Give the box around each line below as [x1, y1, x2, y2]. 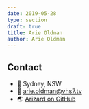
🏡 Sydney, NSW [16, 79, 62, 88]
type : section [7, 17, 48, 23]
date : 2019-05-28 [7, 10, 57, 17]
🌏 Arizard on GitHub [16, 95, 76, 103]
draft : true [7, 23, 41, 30]
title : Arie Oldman [7, 29, 63, 37]
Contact [7, 61, 42, 73]
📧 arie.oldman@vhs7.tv [16, 87, 82, 95]
